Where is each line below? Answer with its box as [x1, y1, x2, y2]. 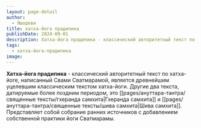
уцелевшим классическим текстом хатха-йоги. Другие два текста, [6, 82, 179, 90]
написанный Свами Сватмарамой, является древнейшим [20, 76, 170, 84]
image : [6, 53, 23, 59]
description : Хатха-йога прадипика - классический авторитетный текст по [6, 37, 196, 43]
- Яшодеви [11, 20, 36, 26]
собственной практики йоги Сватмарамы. [6, 115, 116, 122]
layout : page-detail [6, 8, 58, 15]
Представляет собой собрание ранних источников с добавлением [6, 108, 178, 115]
